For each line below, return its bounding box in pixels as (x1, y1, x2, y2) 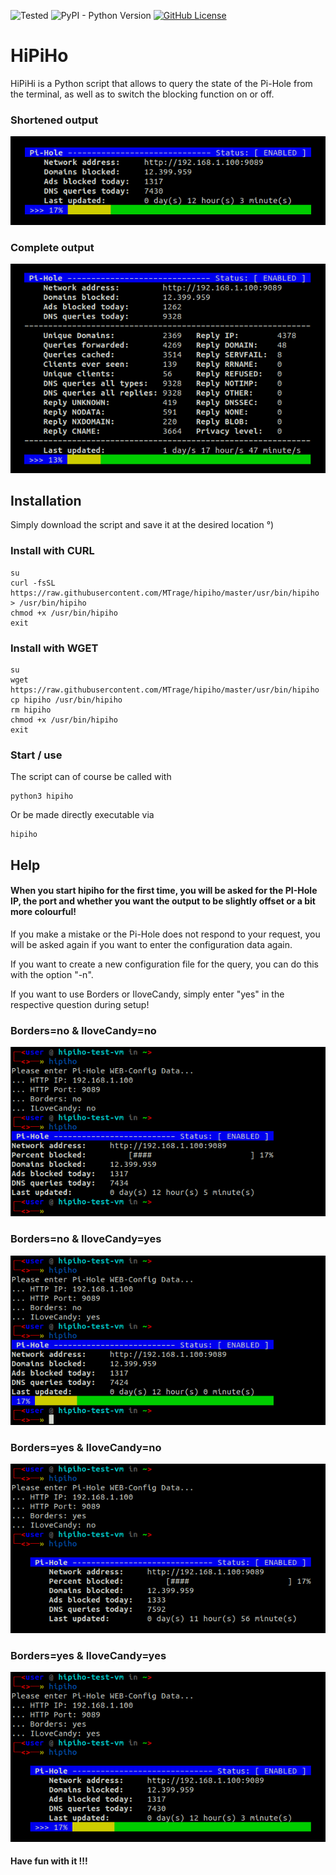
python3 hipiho (10, 791, 74, 802)
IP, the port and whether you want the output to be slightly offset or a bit (10, 895, 316, 907)
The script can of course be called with (10, 771, 172, 783)
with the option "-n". (10, 968, 94, 980)
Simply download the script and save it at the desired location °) (10, 519, 275, 531)
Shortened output (10, 113, 99, 127)
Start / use (10, 748, 63, 762)
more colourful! (10, 906, 77, 918)
